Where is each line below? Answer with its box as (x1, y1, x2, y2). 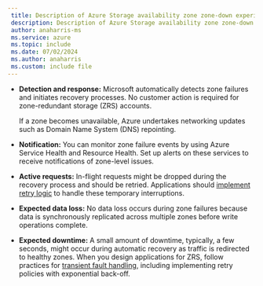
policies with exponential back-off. (18, 269, 130, 278)
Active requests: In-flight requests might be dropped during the (18, 171, 227, 181)
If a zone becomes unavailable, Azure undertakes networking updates (18, 115, 246, 126)
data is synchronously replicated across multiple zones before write (18, 211, 239, 221)
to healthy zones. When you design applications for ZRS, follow (18, 252, 225, 262)
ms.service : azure (10, 33, 71, 42)
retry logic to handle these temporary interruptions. (18, 188, 185, 197)
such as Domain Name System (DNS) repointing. (18, 124, 177, 134)
